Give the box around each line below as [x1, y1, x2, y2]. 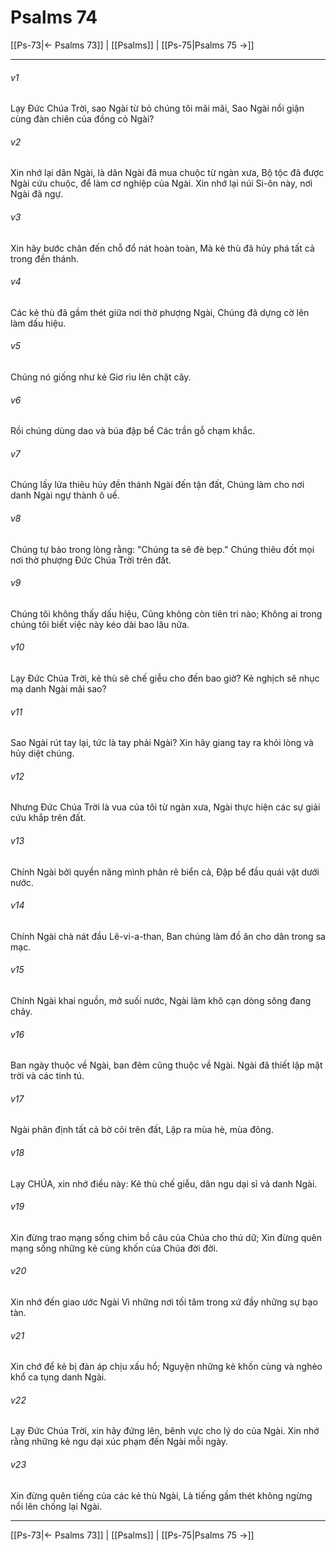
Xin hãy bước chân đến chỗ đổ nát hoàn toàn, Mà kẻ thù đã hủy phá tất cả [10, 242, 315, 254]
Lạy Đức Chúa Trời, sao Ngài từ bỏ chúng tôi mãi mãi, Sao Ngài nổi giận [10, 102, 305, 115]
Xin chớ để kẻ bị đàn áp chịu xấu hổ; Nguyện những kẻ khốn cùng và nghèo [10, 1361, 323, 1373]
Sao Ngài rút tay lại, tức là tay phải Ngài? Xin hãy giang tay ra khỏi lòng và [10, 737, 314, 749]
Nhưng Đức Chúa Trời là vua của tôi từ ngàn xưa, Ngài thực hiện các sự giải [10, 801, 321, 813]
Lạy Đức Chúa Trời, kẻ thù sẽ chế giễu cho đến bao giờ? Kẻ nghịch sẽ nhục [10, 672, 320, 684]
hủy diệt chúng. [10, 747, 75, 760]
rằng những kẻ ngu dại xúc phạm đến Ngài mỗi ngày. [10, 1436, 229, 1448]
